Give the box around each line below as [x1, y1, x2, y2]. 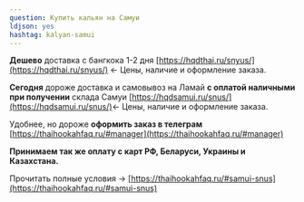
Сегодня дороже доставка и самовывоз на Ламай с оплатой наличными [9, 82, 296, 93]
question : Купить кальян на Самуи [9, 13, 141, 23]
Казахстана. [9, 156, 59, 167]
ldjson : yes [9, 22, 54, 31]
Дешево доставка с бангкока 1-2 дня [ [9, 55, 160, 66]
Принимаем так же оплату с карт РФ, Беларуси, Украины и [9, 146, 247, 157]
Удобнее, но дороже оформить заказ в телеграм [9, 119, 202, 130]
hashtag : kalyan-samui [9, 30, 95, 39]
